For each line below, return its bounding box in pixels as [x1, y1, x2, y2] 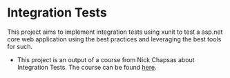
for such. [7, 42, 33, 50]
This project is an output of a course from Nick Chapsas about [17, 55, 195, 64]
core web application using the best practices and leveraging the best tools [7, 35, 222, 43]
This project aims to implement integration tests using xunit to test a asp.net [7, 28, 223, 36]
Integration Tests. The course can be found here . [17, 63, 157, 71]
